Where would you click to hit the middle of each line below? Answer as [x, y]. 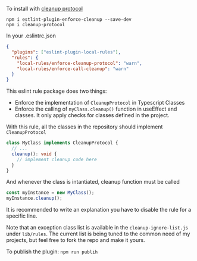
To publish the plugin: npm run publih [52, 251]
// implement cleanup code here [57, 159]
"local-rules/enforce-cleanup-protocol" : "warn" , [80, 63]
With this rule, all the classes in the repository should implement [85, 127]
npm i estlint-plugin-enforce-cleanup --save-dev [69, 20]
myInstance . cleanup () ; [34, 199]
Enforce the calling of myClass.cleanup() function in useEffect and [96, 109]
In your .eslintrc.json [31, 36]
